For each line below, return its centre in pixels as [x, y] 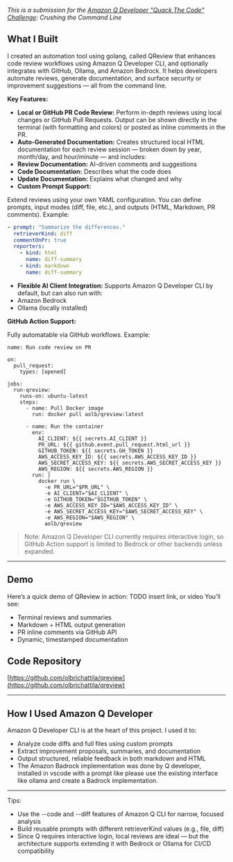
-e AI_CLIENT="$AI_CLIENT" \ [86, 493]
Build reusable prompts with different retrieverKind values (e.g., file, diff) [121, 829]
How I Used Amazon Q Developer [80, 714]
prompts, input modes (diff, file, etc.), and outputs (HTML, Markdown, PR [111, 207]
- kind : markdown [45, 266]
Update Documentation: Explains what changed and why [100, 179]
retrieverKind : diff [43, 233]
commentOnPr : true [40, 240]
